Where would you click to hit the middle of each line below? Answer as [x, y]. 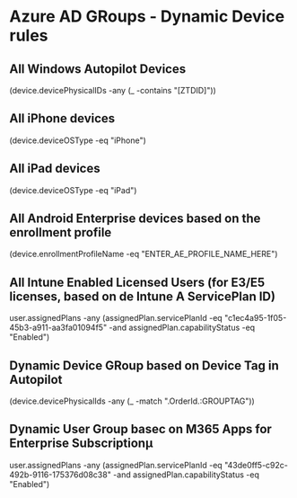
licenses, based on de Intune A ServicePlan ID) [143, 296]
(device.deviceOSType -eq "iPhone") [78, 140]
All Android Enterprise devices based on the [135, 219]
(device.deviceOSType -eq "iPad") [73, 190]
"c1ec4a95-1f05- [255, 318]
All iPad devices [55, 169]
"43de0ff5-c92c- [256, 465]
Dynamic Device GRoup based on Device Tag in [144, 365]
